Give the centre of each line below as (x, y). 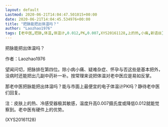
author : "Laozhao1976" (29, 29)
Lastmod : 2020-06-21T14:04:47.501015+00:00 (51, 15)
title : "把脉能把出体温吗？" (32, 24)
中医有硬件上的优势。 (44, 109)
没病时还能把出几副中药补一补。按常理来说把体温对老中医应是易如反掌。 (79, 76)
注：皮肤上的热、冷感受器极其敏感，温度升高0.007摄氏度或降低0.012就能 (80, 103)
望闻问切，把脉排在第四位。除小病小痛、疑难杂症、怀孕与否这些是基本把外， (84, 69)
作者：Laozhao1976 (25, 59)
